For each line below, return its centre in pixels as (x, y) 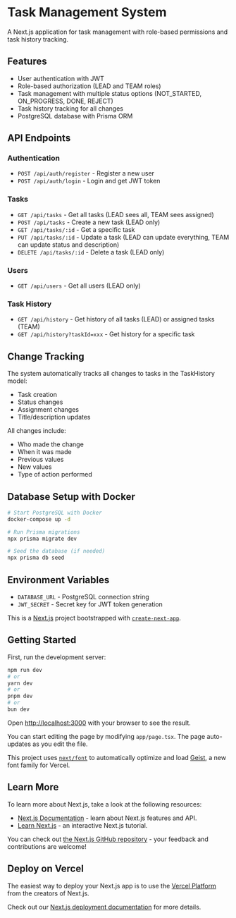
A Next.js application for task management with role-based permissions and (118, 32)
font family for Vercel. (39, 765)
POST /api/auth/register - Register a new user (86, 173)
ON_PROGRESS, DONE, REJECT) (66, 101)
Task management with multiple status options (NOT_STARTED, (110, 93)
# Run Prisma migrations (44, 532)
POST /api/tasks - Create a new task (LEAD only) (89, 222)
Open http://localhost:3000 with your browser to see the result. (99, 723)
